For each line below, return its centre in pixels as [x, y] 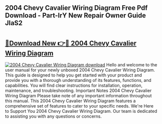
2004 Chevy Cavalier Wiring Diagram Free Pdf [76, 8]
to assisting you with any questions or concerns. [53, 116]
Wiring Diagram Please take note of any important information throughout [78, 96]
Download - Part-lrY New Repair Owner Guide [76, 16]
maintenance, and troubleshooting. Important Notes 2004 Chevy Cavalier [78, 91]
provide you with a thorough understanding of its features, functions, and [78, 80]
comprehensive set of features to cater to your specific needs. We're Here [79, 106]
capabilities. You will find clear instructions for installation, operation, [74, 85]
